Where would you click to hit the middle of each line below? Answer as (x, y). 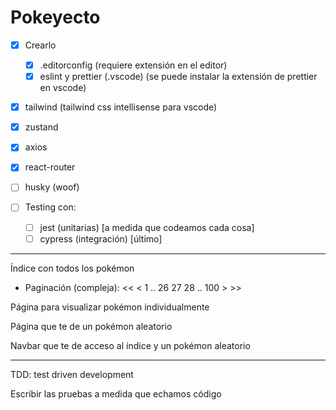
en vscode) (63, 88)
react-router (50, 167)
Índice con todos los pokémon (72, 268)
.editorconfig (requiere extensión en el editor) (133, 65)
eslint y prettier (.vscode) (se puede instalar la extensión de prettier (178, 77)
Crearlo (40, 45)
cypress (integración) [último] (101, 238)
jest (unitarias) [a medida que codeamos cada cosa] (147, 227)
